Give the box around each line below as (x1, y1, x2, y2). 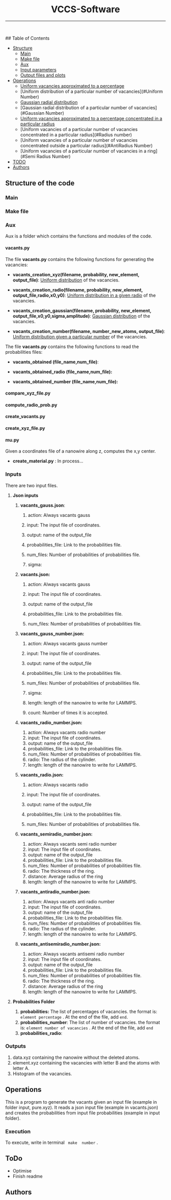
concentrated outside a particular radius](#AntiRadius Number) (20, 142, 153, 148)
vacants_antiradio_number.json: (20, 889, 91, 895)
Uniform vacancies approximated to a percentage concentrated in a (20, 115, 163, 121)
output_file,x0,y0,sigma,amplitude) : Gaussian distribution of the (12, 312, 150, 319)
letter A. (12, 1065, 30, 1071)
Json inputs (12, 492, 39, 498)
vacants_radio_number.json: (20, 719, 82, 725)
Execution (5, 1128, 31, 1135)
